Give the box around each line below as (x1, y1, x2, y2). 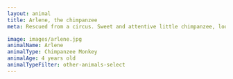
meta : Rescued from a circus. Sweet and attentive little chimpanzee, (7, 23, 216, 30)
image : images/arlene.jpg (7, 35, 82, 42)
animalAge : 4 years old (7, 55, 76, 62)
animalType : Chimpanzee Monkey (7, 49, 98, 55)
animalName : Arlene (7, 42, 64, 49)
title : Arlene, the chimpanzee (7, 17, 98, 24)
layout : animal (7, 10, 51, 17)
